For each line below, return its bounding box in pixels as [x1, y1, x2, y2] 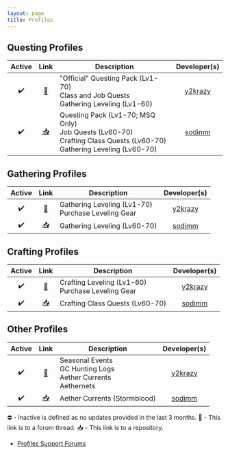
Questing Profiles [7, 42, 84, 53]
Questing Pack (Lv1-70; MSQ [59, 110, 156, 120]
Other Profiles [7, 323, 68, 336]
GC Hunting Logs [59, 364, 115, 373]
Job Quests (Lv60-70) [59, 127, 133, 137]
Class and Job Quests [59, 90, 130, 100]
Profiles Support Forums [16, 439, 86, 447]
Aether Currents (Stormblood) [59, 394, 156, 403]
